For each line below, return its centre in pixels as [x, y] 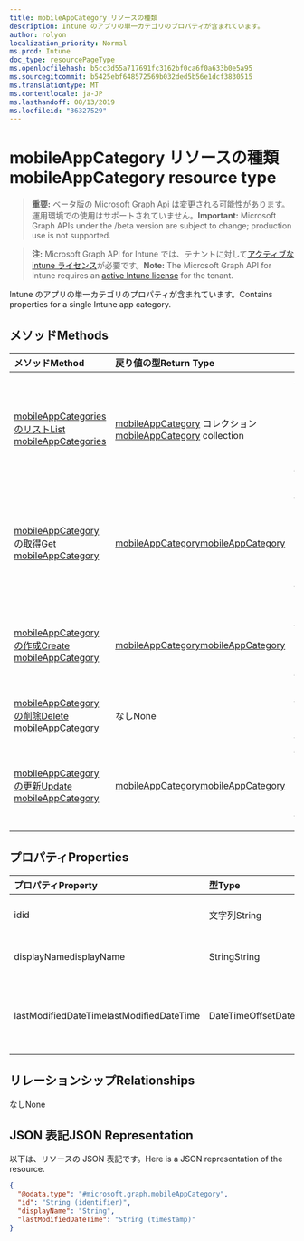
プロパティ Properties [69, 858]
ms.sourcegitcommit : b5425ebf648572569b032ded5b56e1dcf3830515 [131, 77]
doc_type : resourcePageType [62, 60]
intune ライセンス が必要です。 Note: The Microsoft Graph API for [152, 266]
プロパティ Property [56, 885]
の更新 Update [43, 786]
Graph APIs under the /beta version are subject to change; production [161, 226]
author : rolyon [38, 34]
